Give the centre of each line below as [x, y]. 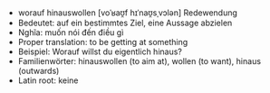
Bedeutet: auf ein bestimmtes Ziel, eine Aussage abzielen [125, 23]
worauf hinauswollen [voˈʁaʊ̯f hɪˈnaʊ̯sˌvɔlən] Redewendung [128, 13]
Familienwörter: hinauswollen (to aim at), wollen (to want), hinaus [139, 61]
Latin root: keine [48, 80]
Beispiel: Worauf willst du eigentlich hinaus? [100, 51]
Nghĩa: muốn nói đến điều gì [71, 33]
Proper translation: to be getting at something [103, 42]
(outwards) [39, 71]
